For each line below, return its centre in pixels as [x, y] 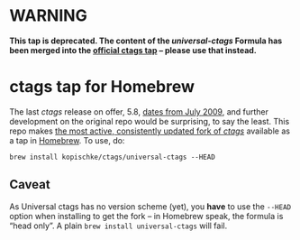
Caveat [30, 185]
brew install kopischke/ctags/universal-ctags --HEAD [113, 157]
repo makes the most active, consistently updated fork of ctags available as [150, 131]
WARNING [48, 16]
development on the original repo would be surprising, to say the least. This [150, 121]
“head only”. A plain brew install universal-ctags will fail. [118, 226]
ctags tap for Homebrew [102, 87]
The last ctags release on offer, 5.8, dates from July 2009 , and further [139, 111]
